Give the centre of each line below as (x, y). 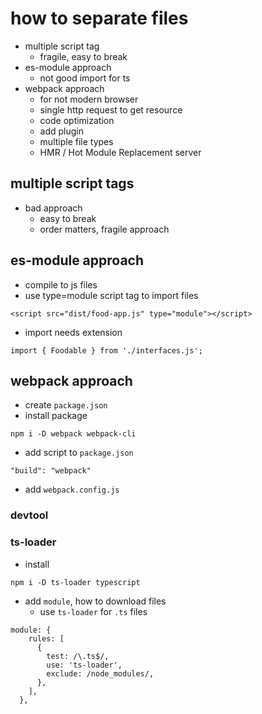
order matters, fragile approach (104, 229)
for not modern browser (89, 99)
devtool (29, 515)
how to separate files (99, 18)
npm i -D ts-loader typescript (75, 582)
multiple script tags (72, 183)
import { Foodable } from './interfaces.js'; (106, 350)
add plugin (62, 131)
